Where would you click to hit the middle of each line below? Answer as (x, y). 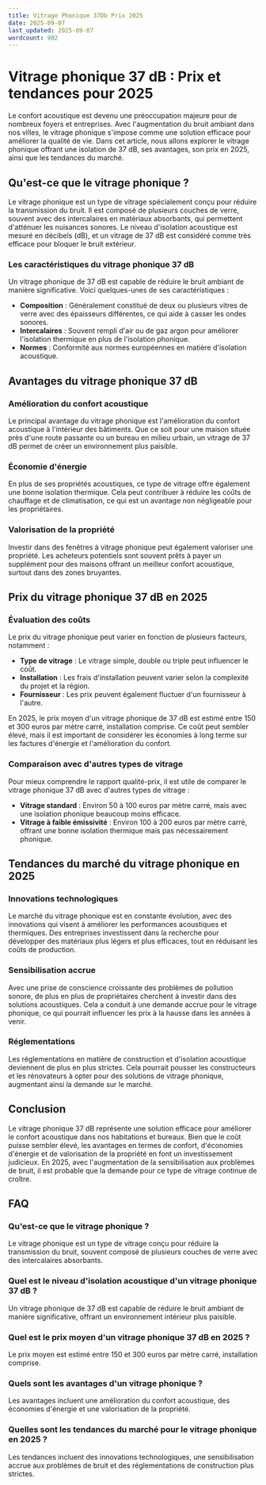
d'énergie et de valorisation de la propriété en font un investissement (121, 1154)
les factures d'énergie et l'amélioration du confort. (90, 744)
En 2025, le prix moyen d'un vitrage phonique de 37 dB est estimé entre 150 (132, 718)
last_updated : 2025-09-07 (51, 30)
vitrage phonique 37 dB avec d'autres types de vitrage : (99, 790)
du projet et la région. (55, 686)
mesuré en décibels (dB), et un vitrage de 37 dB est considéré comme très (130, 235)
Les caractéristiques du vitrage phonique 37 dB (101, 264)
